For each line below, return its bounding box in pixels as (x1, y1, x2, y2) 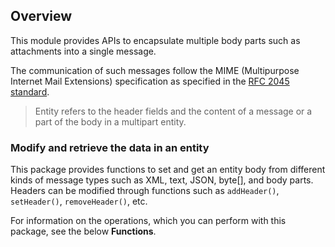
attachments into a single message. (10, 45, 157, 57)
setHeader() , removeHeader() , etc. (10, 195, 148, 208)
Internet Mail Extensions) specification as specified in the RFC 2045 (10, 75, 290, 87)
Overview (10, 8, 73, 25)
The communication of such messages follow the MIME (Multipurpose (10, 64, 300, 76)
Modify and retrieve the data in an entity (10, 140, 210, 154)
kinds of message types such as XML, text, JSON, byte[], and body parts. (10, 174, 314, 186)
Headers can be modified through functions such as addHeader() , (10, 185, 280, 197)
